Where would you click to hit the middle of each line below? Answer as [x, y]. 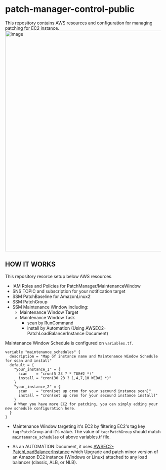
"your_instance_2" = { [37, 387]
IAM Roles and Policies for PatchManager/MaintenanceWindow [76, 286]
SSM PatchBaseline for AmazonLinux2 [51, 296]
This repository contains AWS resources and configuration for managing [79, 23]
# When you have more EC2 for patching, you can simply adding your [86, 404]
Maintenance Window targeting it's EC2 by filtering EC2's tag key [79, 426]
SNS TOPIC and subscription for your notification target [69, 291]
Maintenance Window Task [47, 317]
